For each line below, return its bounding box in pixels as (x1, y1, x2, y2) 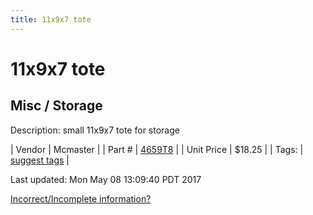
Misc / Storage (10, 97, 103, 115)
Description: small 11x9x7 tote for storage (10, 124, 180, 136)
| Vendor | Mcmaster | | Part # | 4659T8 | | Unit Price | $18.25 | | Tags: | (10, 143, 304, 155)
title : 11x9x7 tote (10, 14, 92, 25)
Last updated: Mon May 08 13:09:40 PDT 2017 (10, 173, 202, 185)
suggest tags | (10, 154, 70, 166)
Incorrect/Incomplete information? (10, 192, 152, 205)
